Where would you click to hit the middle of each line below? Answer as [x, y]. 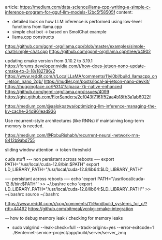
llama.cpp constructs [33, 37]
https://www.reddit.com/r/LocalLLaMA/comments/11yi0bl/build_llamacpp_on [81, 76]
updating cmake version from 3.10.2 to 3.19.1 [49, 61]
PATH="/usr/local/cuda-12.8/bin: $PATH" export [52, 164]
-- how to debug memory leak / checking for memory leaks [64, 218]
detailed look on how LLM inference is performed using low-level [77, 22]
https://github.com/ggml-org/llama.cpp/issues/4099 [57, 92]
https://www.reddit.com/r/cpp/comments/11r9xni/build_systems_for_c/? [76, 203]
